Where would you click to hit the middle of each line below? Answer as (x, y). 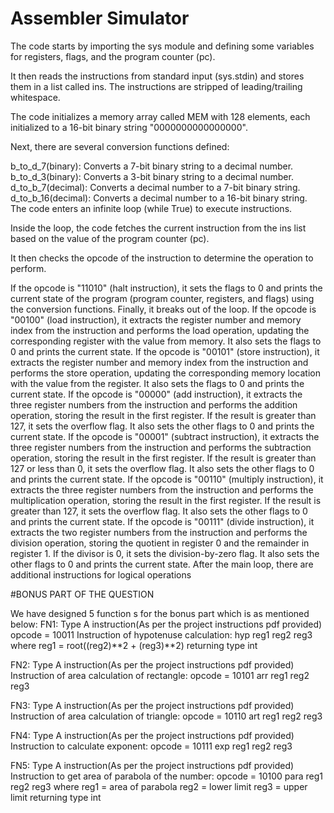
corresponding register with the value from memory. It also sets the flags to (166, 341)
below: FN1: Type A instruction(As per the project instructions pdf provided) (166, 624)
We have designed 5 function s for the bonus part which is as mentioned (160, 613)
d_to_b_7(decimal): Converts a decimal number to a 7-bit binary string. (155, 187)
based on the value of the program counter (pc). (110, 238)
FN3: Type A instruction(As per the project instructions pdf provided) (152, 705)
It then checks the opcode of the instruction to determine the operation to (162, 258)
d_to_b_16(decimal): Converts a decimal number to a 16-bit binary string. (159, 198)
